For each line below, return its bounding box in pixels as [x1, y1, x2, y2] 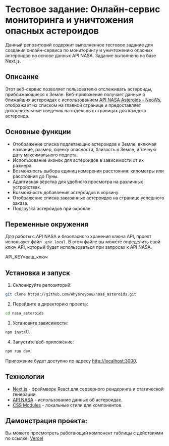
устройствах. [12, 184, 41, 190]
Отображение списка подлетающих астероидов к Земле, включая [12, 141, 157, 147]
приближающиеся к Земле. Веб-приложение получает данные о [5, 91, 145, 97]
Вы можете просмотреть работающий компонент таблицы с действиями [5, 430, 163, 436]
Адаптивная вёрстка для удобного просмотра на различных [12, 179, 143, 185]
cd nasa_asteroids [5, 311, 44, 316]
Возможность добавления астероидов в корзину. [12, 189, 120, 195]
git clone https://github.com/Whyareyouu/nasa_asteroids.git [5, 292, 137, 297]
